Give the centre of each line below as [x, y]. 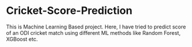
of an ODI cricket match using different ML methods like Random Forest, [93, 32]
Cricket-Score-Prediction [69, 11]
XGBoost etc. [22, 39]
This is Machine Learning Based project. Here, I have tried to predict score [96, 27]
